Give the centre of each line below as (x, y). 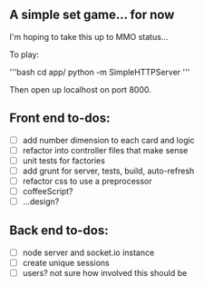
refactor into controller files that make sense (105, 150)
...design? (41, 202)
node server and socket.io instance (88, 252)
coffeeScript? (48, 191)
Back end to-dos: (59, 231)
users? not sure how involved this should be (105, 273)
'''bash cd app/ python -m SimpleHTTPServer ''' (100, 72)
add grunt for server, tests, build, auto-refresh (108, 171)
